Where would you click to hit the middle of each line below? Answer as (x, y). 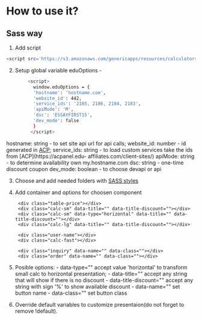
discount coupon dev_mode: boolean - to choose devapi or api (84, 169)
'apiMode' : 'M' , (53, 110)
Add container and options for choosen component (78, 192)
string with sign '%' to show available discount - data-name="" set (97, 286)
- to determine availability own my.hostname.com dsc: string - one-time (95, 162)
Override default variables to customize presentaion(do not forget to (99, 304)
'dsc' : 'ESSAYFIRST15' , (63, 115)
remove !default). (36, 311)
